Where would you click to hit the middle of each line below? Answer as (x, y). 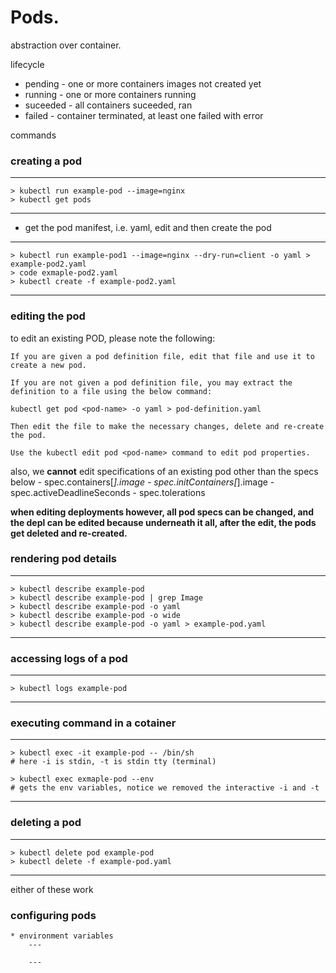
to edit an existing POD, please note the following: (113, 338)
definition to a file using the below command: (111, 391)
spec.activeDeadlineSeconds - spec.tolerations (108, 492)
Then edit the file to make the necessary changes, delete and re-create (167, 426)
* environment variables (62, 936)
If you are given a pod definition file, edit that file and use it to (162, 356)
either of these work (52, 889)
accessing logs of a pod (69, 658)
